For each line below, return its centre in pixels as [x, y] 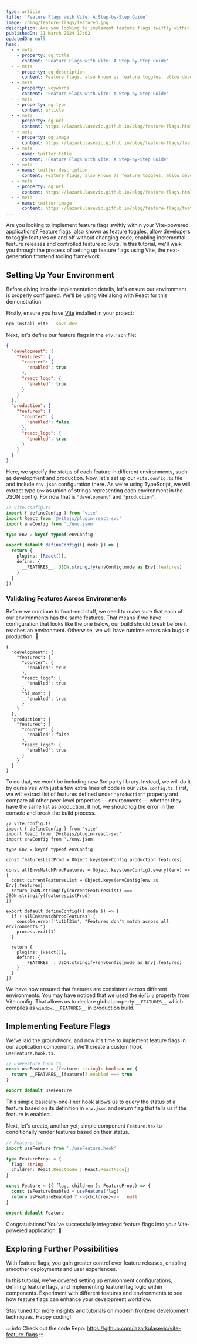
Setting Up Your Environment [60, 275]
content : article [43, 110]
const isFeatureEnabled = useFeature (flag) [65, 1192]
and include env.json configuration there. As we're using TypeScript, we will [98, 484]
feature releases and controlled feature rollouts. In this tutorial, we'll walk [94, 244]
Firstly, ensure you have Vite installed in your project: [70, 313]
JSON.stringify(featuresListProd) [48, 896]
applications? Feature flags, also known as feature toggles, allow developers [98, 231]
